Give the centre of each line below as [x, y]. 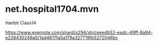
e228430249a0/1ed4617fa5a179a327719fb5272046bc [62, 38]
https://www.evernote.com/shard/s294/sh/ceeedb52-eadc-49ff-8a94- [79, 32]
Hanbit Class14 [21, 23]
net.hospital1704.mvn [52, 9]
